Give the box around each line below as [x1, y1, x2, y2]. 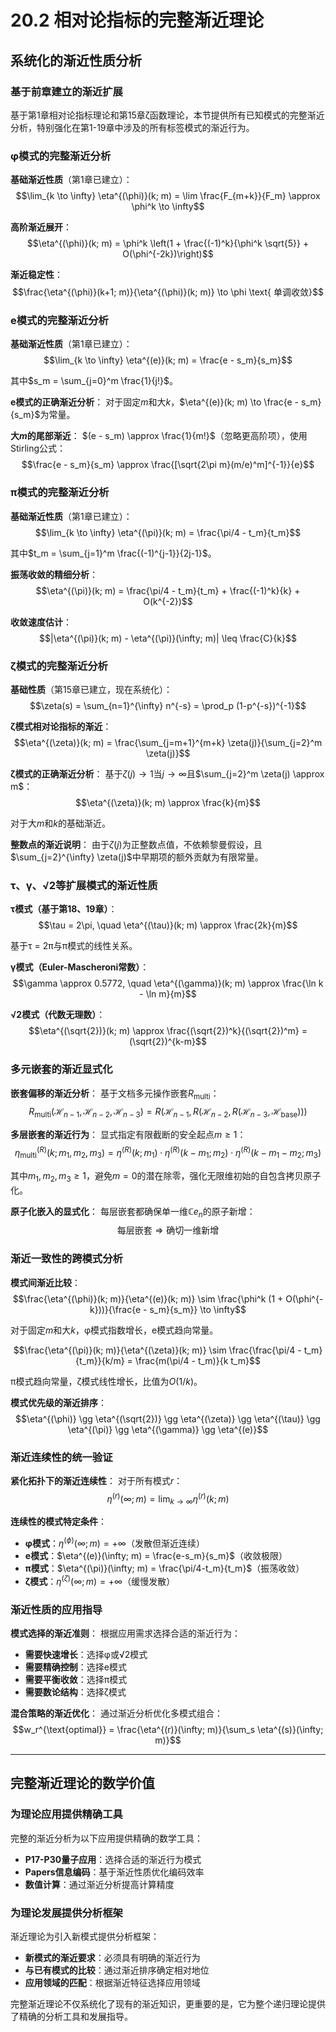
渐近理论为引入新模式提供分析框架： [10, 1930, 160, 1942]
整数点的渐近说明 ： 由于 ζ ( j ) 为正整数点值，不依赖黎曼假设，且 [10, 839, 263, 851]
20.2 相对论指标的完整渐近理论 [10, 9, 265, 32]
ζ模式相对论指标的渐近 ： [10, 721, 112, 733]
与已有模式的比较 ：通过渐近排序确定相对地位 [24, 1964, 210, 1976]
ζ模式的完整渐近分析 [10, 659, 108, 673]
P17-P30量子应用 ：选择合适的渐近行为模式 [24, 1853, 202, 1865]
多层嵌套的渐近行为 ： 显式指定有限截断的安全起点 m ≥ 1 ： [10, 1129, 247, 1141]
